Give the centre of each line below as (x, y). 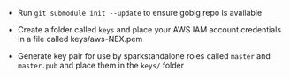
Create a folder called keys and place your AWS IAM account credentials (149, 29)
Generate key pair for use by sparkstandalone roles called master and (144, 56)
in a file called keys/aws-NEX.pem (80, 39)
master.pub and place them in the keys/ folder (100, 65)
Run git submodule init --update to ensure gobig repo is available (140, 13)
